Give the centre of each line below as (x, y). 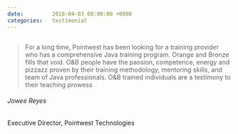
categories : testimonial (47, 21)
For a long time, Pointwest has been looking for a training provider (122, 47)
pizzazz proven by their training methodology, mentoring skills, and (124, 69)
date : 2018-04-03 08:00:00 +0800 (70, 14)
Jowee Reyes (27, 101)
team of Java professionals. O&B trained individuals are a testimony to (128, 77)
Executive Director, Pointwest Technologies (71, 123)
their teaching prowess (58, 84)
